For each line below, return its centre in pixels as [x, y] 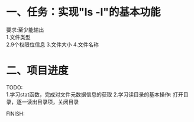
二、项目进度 [38, 71]
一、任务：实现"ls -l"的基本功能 [83, 12]
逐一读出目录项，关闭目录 [47, 102]
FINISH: [15, 114]
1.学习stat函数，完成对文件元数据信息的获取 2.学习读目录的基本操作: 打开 [95, 94]
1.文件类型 [18, 37]
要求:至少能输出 [25, 30]
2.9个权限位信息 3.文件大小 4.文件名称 [53, 44]
